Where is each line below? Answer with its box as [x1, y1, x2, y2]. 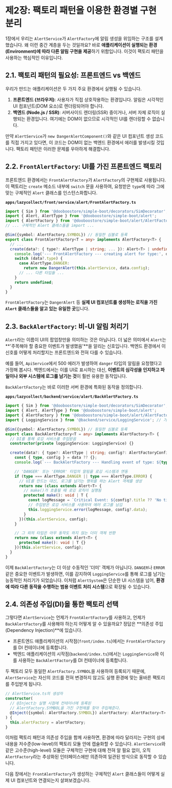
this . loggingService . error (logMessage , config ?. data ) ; [28, 507, 147, 512]
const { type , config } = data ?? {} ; [14, 455, 97, 460]
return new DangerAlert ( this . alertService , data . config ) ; [24, 266, 150, 271]
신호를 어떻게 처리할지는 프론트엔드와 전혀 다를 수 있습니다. [5, 349, 123, 356]
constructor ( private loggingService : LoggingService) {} [10, 441, 134, 446]
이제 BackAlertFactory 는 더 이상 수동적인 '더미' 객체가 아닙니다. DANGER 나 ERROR [5, 564, 165, 570]
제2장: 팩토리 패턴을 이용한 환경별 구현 [5, 5, 157, 16]
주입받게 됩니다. [10, 681, 42, 687]
